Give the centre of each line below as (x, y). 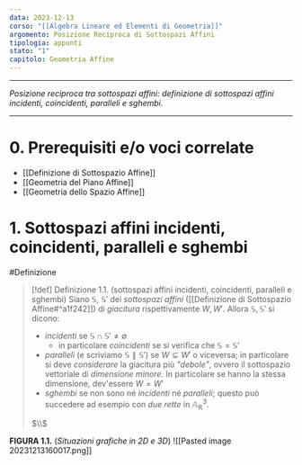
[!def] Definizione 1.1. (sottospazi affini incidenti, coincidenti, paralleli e (161, 290)
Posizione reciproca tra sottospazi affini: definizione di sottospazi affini (142, 94)
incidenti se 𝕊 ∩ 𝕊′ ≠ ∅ (86, 335)
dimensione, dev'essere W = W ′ (104, 383)
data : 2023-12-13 (42, 18)
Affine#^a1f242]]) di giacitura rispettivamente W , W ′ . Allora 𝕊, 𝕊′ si (153, 309)
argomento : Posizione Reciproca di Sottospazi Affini (112, 34)
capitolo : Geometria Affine (62, 59)
